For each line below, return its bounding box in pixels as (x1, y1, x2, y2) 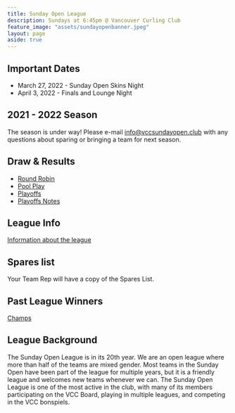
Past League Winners (7, 295, 103, 307)
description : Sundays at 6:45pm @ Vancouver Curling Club (7, 17, 181, 24)
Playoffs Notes (17, 196, 61, 205)
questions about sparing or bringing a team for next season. (7, 135, 182, 144)
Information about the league (7, 236, 91, 244)
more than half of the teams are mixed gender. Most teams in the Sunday (7, 360, 220, 369)
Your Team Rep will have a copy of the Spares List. (7, 275, 155, 284)
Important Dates (7, 63, 80, 75)
